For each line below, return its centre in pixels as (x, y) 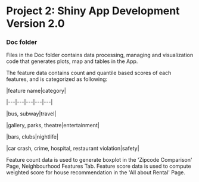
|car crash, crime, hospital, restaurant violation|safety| (73, 148)
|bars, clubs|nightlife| (32, 137)
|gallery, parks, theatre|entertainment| (53, 125)
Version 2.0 (35, 23)
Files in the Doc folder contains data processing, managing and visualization (100, 55)
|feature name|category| (36, 91)
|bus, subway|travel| (31, 114)
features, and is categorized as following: (57, 79)
